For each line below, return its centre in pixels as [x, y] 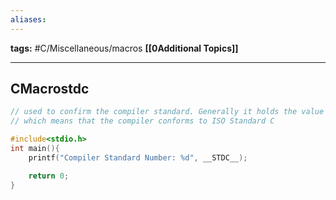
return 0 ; [49, 176]
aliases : [28, 19]
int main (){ [35, 149]
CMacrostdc [50, 89]
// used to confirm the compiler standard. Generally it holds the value [167, 112]
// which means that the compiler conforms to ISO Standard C [142, 121]
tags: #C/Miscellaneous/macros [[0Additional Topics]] [124, 48]
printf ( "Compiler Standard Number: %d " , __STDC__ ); [138, 157]
